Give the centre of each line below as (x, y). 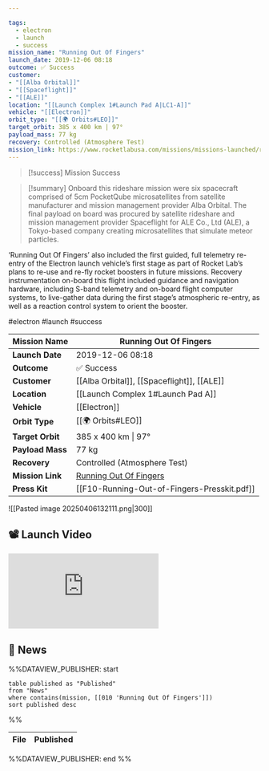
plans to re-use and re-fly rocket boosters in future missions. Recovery (125, 272)
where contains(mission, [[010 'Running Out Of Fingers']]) (111, 698)
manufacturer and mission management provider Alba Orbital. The (137, 205)
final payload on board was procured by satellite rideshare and (131, 213)
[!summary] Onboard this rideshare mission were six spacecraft (133, 188)
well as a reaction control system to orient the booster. (98, 306)
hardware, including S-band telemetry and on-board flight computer (121, 289)
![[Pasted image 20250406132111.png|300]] (80, 508)
